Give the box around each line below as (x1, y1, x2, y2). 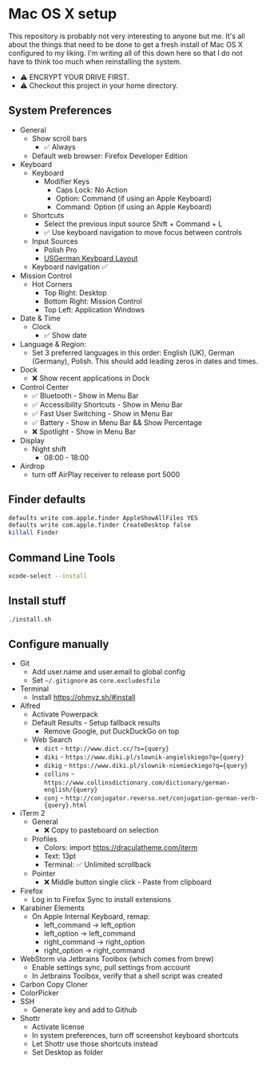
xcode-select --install (8, 572, 88, 580)
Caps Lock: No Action (55, 185, 128, 194)
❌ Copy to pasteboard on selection (43, 825, 159, 835)
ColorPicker (19, 988, 59, 998)
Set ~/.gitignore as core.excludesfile (31, 676, 161, 685)
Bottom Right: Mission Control (43, 296, 142, 306)
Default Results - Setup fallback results (31, 718, 161, 728)
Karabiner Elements (19, 904, 85, 913)
